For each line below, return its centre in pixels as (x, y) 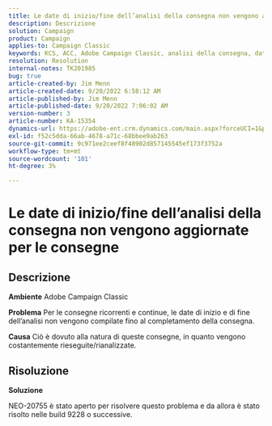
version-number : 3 (39, 114)
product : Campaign (39, 38)
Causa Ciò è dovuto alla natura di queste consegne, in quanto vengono (127, 337)
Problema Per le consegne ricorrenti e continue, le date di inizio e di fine (130, 313)
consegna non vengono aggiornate (129, 230)
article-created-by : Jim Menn (59, 83)
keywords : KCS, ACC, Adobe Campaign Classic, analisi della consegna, (130, 53)
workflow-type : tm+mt (45, 151)
